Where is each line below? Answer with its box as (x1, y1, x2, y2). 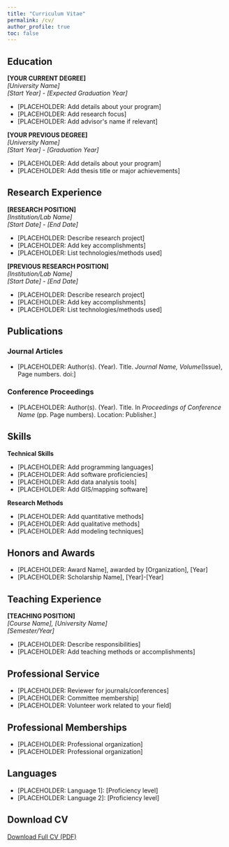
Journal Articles (7, 346, 64, 356)
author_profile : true (7, 23, 71, 30)
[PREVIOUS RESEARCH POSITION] (7, 262, 110, 270)
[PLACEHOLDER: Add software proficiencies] (17, 470, 148, 478)
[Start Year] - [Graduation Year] (7, 146, 99, 154)
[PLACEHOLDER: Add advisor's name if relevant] (17, 117, 158, 126)
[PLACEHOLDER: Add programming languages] (17, 462, 154, 471)
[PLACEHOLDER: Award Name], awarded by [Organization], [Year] (17, 566, 208, 574)
